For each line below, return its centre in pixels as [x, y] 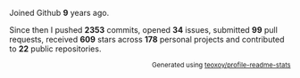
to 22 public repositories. [55, 49]
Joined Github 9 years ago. [59, 13]
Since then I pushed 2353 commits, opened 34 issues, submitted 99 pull [144, 30]
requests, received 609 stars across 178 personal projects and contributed [147, 39]
